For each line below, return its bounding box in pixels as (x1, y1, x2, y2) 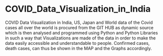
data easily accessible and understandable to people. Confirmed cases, (5, 40, 150, 46)
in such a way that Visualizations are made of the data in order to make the (5, 35, 156, 41)
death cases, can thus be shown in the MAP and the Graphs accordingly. (5, 45, 152, 51)
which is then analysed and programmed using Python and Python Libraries (5, 30, 158, 36)
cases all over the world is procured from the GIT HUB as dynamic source (5, 24, 154, 30)
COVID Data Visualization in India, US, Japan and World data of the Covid (5, 19, 153, 25)
